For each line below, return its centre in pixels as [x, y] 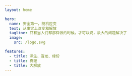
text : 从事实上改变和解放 [33, 28]
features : [15, 51]
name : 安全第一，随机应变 [33, 24]
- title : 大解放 [25, 65]
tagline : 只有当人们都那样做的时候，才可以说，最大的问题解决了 [68, 33]
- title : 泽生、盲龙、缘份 [35, 56]
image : [16, 38]
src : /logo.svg [30, 43]
